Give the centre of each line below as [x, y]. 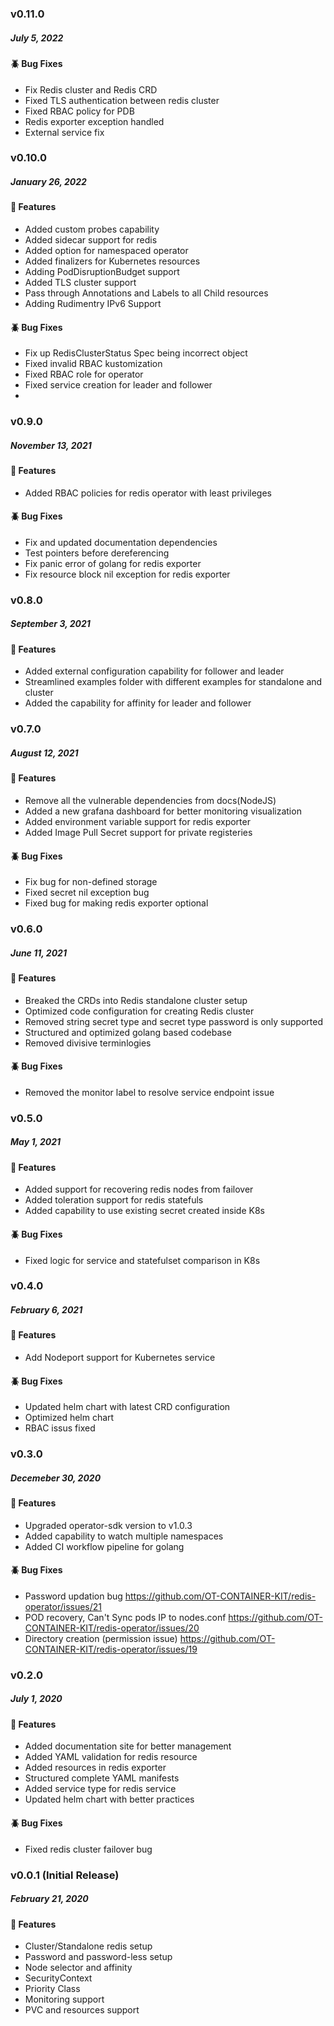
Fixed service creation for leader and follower [118, 385]
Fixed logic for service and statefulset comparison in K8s [142, 1260]
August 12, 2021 [44, 753]
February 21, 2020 [49, 1899]
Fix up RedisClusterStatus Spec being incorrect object [136, 353]
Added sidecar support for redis [91, 240]
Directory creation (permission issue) [101, 1638]
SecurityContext [58, 1978]
